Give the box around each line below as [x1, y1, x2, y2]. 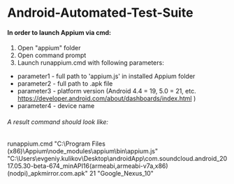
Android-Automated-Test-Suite [7, 5, 193, 21]
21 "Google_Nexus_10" [89, 169, 154, 177]
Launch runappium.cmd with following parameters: [17, 59, 164, 67]
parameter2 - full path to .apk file [17, 79, 113, 88]
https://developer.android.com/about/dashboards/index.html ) [17, 94, 196, 102]
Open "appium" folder [17, 44, 81, 52]
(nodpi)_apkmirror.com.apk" [7, 169, 89, 177]
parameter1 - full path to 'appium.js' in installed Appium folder [17, 72, 196, 81]
